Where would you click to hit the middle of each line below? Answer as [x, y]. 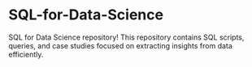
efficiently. [26, 54]
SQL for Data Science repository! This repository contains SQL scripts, [126, 37]
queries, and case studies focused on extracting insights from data [121, 45]
